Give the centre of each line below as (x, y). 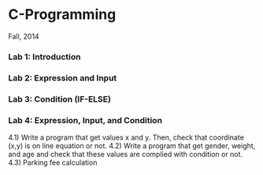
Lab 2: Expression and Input (63, 78)
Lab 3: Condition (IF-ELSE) (60, 99)
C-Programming (62, 15)
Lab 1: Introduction (44, 57)
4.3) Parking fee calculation (53, 162)
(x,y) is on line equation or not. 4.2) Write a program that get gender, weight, (132, 146)
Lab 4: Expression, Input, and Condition (85, 120)
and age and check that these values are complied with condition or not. (125, 154)
